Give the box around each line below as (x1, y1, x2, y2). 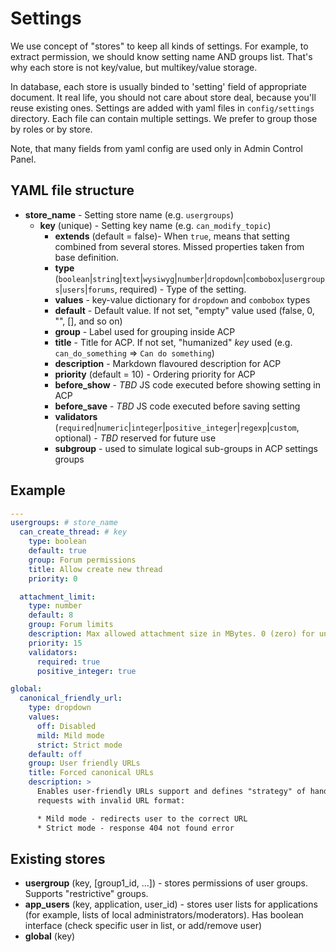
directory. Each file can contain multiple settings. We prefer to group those (10, 112, 318, 124)
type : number (28, 601, 83, 611)
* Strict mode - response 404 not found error (36, 823, 235, 833)
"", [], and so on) (54, 315, 123, 327)
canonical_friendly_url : (19, 693, 123, 704)
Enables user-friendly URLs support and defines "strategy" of (36, 787, 307, 797)
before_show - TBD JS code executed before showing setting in (54, 378, 321, 391)
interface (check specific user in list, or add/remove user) (24, 920, 263, 932)
